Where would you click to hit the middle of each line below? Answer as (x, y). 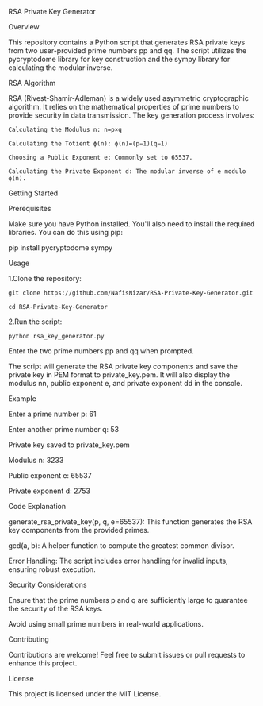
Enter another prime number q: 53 (64, 429)
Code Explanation (37, 506)
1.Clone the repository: (45, 278)
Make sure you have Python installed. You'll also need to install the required (131, 224)
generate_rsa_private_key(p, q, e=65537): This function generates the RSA (130, 522)
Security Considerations (48, 584)
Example (23, 399)
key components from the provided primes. (79, 530)
